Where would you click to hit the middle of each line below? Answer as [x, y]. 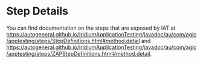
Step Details [37, 11]
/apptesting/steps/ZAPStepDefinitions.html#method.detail [78, 53]
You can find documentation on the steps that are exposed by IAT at [91, 28]
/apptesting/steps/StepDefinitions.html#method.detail [73, 41]
